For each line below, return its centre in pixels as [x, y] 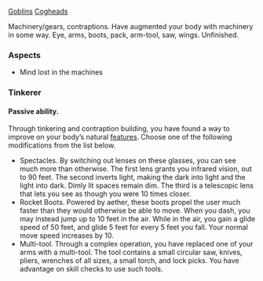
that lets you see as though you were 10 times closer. [105, 194]
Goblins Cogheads [38, 11]
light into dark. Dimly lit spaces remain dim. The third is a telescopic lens [136, 186]
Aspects [24, 55]
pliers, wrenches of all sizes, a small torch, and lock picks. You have [129, 261]
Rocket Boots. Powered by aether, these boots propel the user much [130, 203]
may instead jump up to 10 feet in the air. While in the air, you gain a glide [137, 219]
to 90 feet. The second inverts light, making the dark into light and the [132, 177]
